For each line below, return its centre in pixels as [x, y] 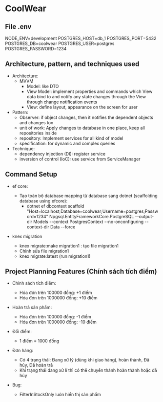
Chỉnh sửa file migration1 [44, 251]
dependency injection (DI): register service [62, 154]
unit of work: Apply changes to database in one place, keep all [82, 128]
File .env [18, 27]
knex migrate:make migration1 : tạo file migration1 [69, 246]
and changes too [36, 122]
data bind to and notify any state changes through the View [86, 96]
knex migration [27, 236]
